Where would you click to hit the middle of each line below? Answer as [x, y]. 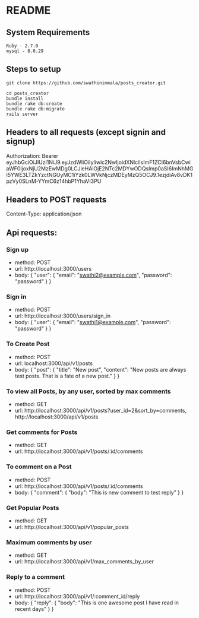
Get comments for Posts [42, 432]
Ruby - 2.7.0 [22, 46]
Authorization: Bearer [32, 156]
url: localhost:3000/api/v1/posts [54, 363]
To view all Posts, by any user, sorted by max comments [89, 391]
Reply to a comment [36, 577]
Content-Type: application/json [44, 214]
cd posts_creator [28, 93]
